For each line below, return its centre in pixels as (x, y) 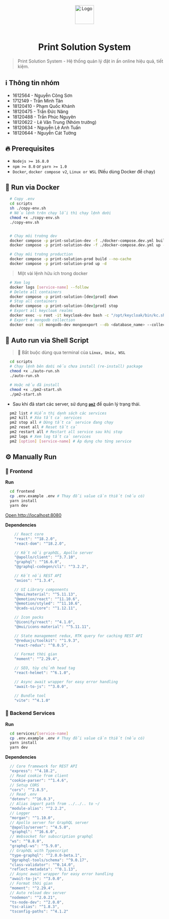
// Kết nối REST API (38, 576)
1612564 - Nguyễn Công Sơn (43, 95)
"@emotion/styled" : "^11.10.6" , (48, 604)
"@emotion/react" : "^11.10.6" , (47, 599)
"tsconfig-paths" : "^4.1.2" (39, 911)
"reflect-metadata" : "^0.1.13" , (44, 869)
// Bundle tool (30, 696)
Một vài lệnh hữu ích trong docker (53, 273)
